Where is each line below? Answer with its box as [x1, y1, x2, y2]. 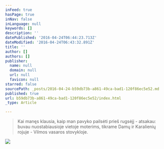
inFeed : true [5, 7, 32, 12]
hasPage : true [5, 12, 35, 17]
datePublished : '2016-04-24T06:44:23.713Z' [5, 35, 97, 40]
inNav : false [5, 16, 32, 21]
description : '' [5, 30, 39, 35]
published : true [5, 91, 39, 96]
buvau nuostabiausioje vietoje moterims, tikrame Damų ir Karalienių [17, 123, 156, 130]
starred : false [5, 81, 37, 86]
